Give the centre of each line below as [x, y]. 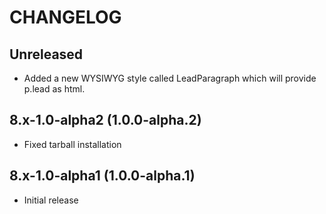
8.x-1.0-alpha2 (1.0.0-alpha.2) [105, 120]
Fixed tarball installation [72, 144]
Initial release [51, 200]
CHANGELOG [65, 17]
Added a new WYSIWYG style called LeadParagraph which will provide [170, 78]
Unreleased [46, 54]
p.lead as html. [54, 89]
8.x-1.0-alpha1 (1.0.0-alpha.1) [102, 176]
